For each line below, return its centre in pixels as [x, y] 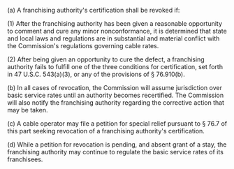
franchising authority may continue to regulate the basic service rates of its [115, 152]
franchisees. [25, 159]
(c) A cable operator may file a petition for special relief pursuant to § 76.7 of [117, 124]
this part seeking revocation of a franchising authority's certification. [106, 131]
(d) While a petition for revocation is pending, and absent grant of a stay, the [117, 145]
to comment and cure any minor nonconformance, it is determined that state [117, 31]
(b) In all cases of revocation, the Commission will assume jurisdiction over [115, 88]
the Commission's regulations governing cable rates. [83, 46]
